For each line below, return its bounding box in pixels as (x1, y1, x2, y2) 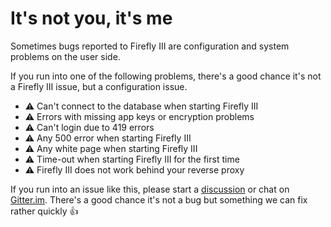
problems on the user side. (10, 50, 121, 62)
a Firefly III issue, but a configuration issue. (10, 80, 188, 92)
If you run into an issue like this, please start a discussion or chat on (10, 183, 290, 195)
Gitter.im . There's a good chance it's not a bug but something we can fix (10, 193, 308, 206)
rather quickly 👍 (10, 205, 79, 217)
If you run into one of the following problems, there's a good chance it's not (10, 70, 322, 82)
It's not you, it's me (10, 7, 173, 30)
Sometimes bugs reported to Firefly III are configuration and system (10, 40, 290, 52)
